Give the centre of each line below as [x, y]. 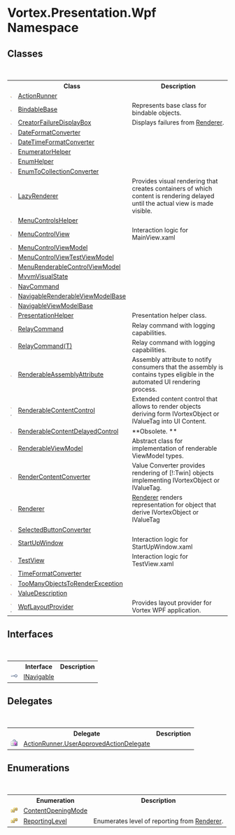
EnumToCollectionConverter [58, 171]
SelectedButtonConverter [55, 529]
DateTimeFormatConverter [56, 142]
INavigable [39, 677]
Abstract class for [157, 441]
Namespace [43, 28]
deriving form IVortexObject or [176, 414]
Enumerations [38, 768]
